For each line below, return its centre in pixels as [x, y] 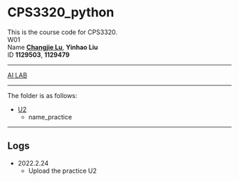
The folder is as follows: [42, 95]
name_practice [50, 117]
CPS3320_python [61, 12]
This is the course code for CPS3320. [63, 32]
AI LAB [17, 75]
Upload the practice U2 [63, 171]
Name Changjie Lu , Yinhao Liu [53, 47]
